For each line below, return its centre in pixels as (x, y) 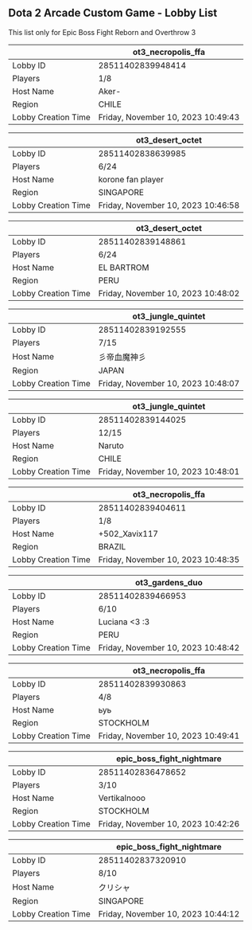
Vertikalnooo (122, 798)
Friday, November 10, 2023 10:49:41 (169, 736)
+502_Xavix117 (128, 533)
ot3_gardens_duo (169, 582)
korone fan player (131, 179)
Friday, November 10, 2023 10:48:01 (169, 471)
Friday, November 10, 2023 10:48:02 (169, 293)
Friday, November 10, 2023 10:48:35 (169, 559)
